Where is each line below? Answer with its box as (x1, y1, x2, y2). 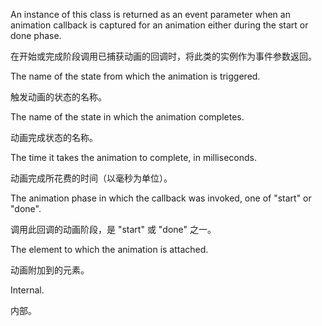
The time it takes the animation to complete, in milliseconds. (10, 152, 257, 163)
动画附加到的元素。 (10, 264, 90, 276)
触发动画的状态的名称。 (10, 91, 107, 103)
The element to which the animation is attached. (10, 244, 209, 255)
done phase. (10, 30, 62, 41)
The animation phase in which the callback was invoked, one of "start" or (10, 192, 312, 204)
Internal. (10, 284, 45, 296)
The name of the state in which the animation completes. (10, 111, 245, 123)
